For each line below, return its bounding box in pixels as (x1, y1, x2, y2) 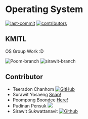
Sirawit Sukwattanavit (12, 108, 58, 114)
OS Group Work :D (5, 48, 44, 54)
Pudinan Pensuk (12, 102, 47, 109)
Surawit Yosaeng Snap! (12, 91, 62, 97)
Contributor (5, 73, 43, 81)
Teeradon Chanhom (12, 86, 54, 92)
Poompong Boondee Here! (12, 97, 68, 103)
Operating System (5, 4, 83, 15)
